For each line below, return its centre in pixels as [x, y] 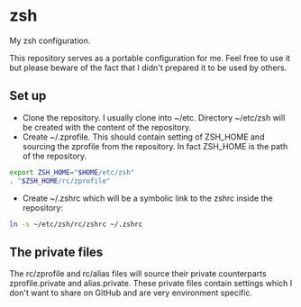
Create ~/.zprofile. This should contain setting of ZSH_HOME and [143, 137]
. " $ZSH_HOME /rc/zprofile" [60, 181]
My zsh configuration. [50, 41]
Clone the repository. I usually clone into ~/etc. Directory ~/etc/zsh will [154, 117]
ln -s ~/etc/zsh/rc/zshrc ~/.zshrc [76, 224]
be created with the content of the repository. [107, 127]
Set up [28, 96]
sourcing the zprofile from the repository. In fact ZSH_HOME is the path [155, 146]
